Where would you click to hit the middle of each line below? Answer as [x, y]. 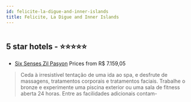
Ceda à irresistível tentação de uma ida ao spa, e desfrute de [94, 75]
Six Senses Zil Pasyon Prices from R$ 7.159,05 [70, 64]
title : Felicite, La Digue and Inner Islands [62, 17]
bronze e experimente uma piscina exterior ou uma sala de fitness [100, 87]
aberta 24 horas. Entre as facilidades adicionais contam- [89, 94]
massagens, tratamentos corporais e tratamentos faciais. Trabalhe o [103, 81]
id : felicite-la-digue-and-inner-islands [57, 11]
